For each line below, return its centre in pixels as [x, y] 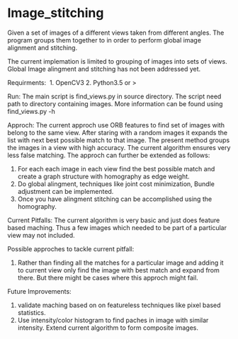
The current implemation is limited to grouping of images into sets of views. [118, 61]
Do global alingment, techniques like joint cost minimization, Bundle [116, 184]
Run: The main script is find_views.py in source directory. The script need [114, 96]
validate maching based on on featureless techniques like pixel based [119, 305]
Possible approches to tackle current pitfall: [71, 248]
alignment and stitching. [42, 47]
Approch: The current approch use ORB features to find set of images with [116, 125]
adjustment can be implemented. [66, 191]
